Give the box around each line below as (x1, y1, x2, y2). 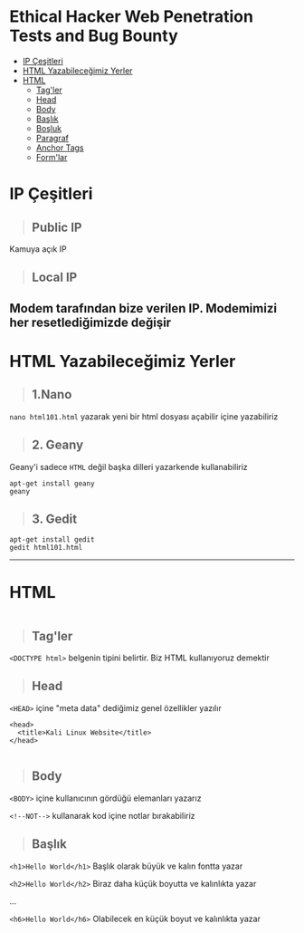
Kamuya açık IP (9, 243, 67, 255)
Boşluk (35, 122, 62, 133)
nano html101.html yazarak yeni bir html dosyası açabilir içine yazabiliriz (9, 410, 279, 422)
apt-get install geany (9, 478, 95, 488)
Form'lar (35, 151, 68, 162)
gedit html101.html (9, 543, 83, 553)
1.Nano (31, 387, 72, 402)
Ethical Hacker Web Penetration (9, 6, 253, 27)
